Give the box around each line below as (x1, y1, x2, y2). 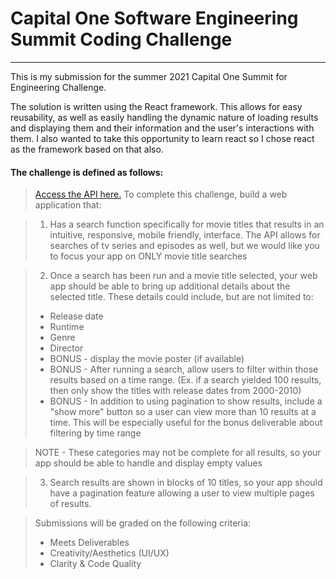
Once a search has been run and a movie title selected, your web (49, 270, 318, 282)
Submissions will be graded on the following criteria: (34, 517, 252, 529)
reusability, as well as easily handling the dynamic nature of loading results (10, 111, 319, 123)
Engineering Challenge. (10, 81, 107, 93)
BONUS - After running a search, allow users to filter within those (49, 363, 319, 376)
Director (49, 342, 84, 354)
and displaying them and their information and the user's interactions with (10, 122, 315, 134)
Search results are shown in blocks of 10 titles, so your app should (49, 477, 323, 489)
